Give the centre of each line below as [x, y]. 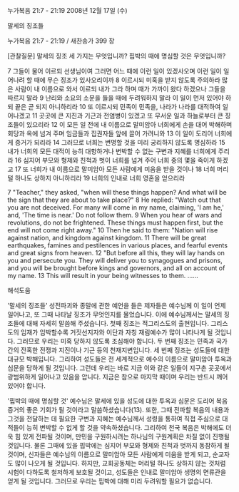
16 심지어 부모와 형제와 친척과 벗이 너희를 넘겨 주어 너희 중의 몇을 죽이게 [115, 160]
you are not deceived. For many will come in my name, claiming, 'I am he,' [116, 207]
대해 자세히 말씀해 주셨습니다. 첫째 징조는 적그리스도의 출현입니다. [117, 323]
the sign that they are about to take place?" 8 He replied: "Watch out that [114, 200]
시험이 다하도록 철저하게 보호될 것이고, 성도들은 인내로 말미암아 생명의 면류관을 [117, 472]
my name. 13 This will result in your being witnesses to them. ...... [103, 276]
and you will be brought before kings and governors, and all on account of [116, 268]
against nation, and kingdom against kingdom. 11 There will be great [107, 238]
